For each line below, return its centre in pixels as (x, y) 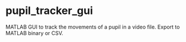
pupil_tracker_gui (49, 11)
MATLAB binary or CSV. (34, 33)
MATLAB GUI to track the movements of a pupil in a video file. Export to (93, 27)
